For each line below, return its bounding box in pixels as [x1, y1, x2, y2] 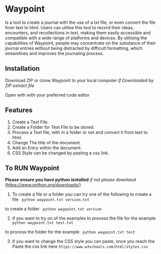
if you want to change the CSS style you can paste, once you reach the [12, 238, 155, 244]
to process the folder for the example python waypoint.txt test [5, 229, 135, 235]
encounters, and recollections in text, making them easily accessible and [5, 30, 151, 35]
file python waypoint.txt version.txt [12, 197, 89, 203]
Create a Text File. [12, 119, 49, 125]
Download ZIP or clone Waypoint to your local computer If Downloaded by [5, 77, 154, 83]
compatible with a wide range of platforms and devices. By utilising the [5, 35, 147, 41]
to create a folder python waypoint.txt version [5, 206, 102, 212]
